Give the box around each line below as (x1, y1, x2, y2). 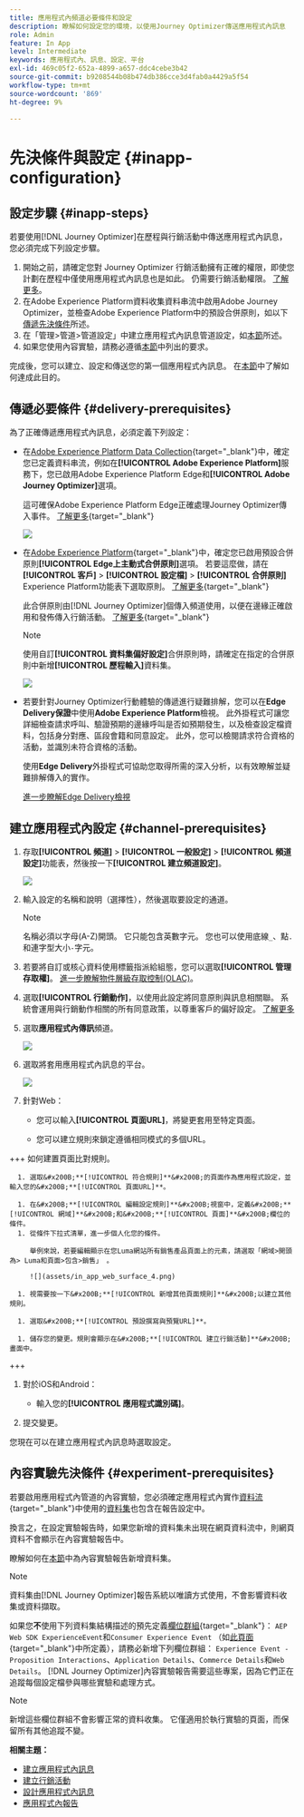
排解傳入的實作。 (30, 772, 95, 783)
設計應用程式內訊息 (22, 1786, 95, 1797)
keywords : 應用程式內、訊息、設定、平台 (9, 55, 145, 64)
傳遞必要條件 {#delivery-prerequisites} (9, 401, 233, 416)
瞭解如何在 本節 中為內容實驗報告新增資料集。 (9, 1552, 176, 1563)
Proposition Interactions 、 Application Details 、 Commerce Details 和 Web (9, 1654, 285, 1665)
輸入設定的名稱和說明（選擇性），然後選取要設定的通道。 (22, 894, 233, 904)
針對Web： (22, 1095, 64, 1106)
